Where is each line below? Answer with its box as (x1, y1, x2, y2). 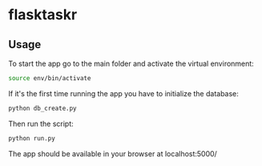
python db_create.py (8, 104, 78, 112)
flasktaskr (8, 6, 78, 24)
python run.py (8, 134, 56, 142)
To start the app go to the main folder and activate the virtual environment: (8, 59, 254, 68)
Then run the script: (8, 119, 74, 128)
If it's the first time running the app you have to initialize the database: (8, 88, 239, 98)
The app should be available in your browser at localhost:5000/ (8, 148, 218, 158)
